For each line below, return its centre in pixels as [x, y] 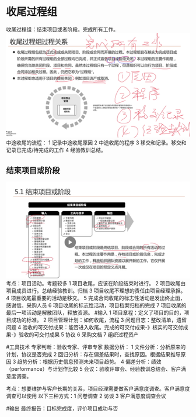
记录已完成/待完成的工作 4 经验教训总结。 [56, 150]
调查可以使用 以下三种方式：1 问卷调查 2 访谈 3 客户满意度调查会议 [86, 396]
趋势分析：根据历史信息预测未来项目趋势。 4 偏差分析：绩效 [89, 361]
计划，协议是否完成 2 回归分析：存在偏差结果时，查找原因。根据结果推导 [93, 354]
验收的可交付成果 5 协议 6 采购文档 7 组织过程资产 [78, 335]
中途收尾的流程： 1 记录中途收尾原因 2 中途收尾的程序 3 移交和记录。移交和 [96, 143]
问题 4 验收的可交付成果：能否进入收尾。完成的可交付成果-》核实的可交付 [95, 327]
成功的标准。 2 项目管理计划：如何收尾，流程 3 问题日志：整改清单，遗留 [99, 320]
